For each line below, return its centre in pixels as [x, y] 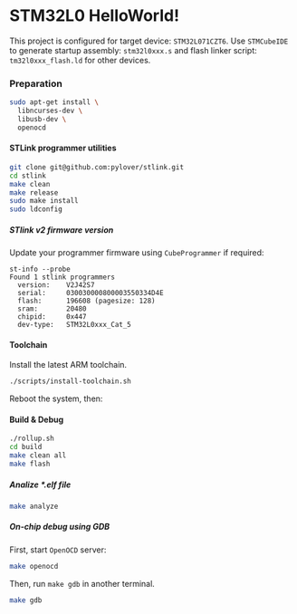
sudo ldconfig [36, 209]
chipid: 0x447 [53, 317]
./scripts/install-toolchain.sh [70, 381]
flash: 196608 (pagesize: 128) [86, 301]
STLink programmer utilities [63, 148]
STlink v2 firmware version [62, 230]
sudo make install [44, 201]
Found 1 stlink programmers [62, 277]
